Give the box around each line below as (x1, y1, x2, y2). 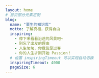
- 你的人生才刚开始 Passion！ (14, 50, 72, 55)
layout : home (5, 7, 33, 13)
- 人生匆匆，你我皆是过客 (14, 46, 61, 51)
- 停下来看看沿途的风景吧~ (14, 36, 63, 42)
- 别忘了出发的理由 (14, 41, 50, 46)
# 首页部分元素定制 (5, 12, 41, 17)
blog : (5, 17, 17, 22)
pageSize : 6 (10, 65, 36, 70)
